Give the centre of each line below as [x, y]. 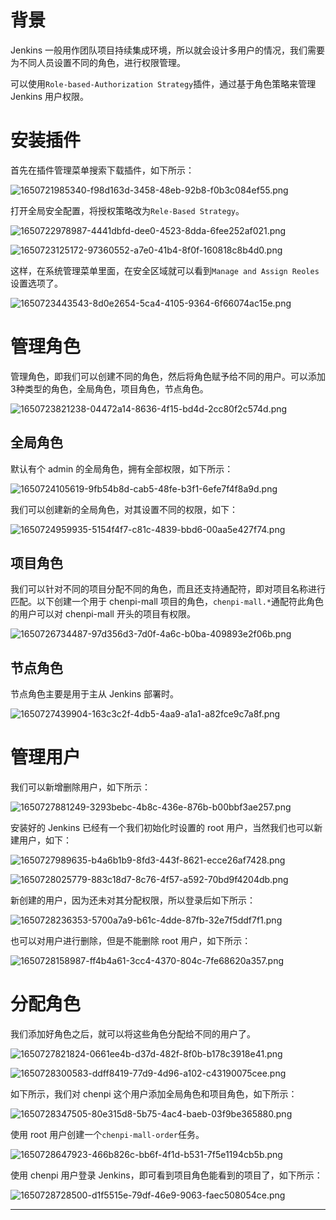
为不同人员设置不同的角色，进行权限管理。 [98, 62]
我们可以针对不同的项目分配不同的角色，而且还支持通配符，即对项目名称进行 [168, 589]
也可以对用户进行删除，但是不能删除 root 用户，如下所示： [131, 941]
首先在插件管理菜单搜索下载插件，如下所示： [102, 170]
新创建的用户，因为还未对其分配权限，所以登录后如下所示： [133, 900]
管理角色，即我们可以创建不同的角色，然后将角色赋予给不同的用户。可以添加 [168, 376]
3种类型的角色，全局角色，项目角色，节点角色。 [109, 388]
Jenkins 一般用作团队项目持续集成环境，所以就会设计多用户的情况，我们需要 [168, 50]
